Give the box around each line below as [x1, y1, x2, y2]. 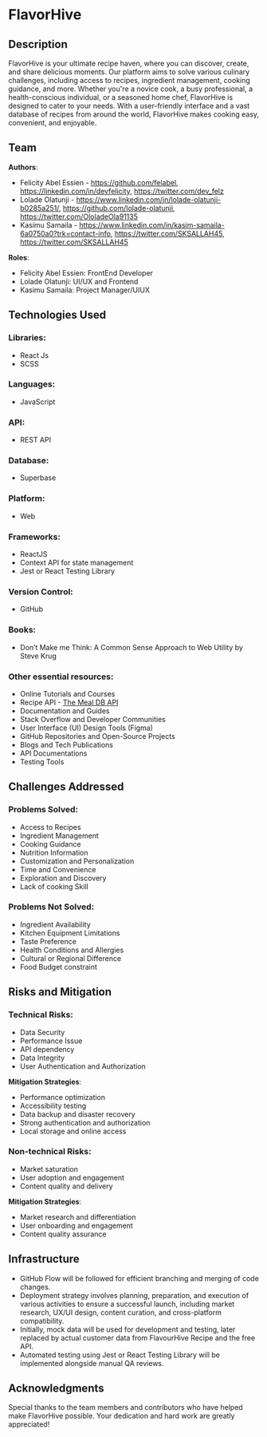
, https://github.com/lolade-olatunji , [58, 203, 175, 212]
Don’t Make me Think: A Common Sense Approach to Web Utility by [19, 642, 243, 652]
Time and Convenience [19, 864, 96, 874]
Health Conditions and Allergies [19, 945, 124, 955]
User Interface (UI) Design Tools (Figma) [19, 723, 154, 732]
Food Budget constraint [19, 962, 98, 971]
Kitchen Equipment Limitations [19, 928, 120, 938]
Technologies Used [8, 308, 106, 322]
